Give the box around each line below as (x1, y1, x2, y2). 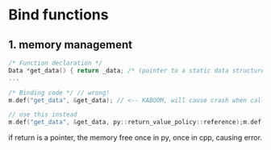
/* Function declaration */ (8, 59, 103, 67)
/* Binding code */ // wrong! (8, 89, 110, 97)
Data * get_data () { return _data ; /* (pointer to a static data (8, 66, 229, 74)
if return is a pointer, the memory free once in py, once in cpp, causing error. (8, 133, 262, 143)
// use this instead (8, 110, 78, 119)
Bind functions (8, 6, 109, 24)
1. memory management (8, 38, 133, 52)
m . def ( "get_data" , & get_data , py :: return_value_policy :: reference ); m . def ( (8, 119, 265, 127)
